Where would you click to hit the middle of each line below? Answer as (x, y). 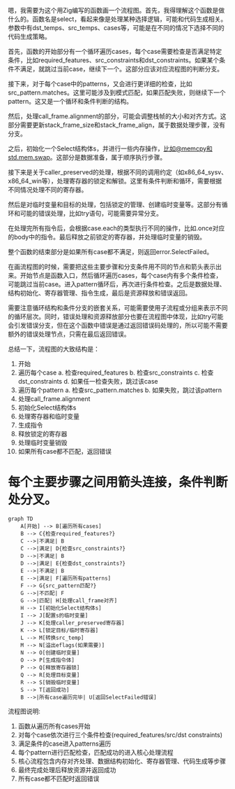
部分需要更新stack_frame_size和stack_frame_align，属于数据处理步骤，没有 (117, 125)
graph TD (21, 519)
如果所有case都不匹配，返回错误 (65, 451)
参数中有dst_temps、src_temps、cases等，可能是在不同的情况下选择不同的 (116, 28)
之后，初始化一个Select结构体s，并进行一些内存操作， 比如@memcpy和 (111, 148)
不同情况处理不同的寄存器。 (48, 190)
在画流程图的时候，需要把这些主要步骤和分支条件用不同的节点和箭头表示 (112, 267)
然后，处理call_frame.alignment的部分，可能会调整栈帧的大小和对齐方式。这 (117, 116)
